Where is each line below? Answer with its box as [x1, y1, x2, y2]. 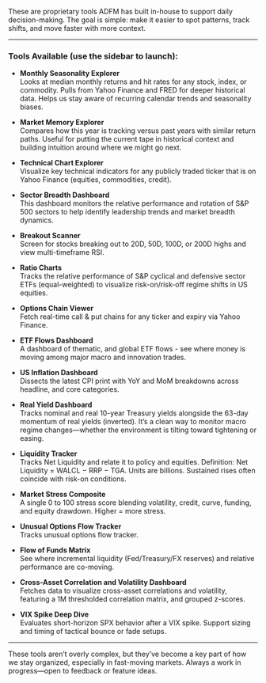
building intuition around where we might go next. [19, 142, 182, 153]
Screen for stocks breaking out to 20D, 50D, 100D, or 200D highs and [19, 239, 247, 249]
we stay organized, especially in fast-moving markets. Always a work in [8, 658, 241, 667]
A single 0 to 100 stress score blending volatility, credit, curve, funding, [19, 498, 252, 507]
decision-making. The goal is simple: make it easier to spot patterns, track [8, 15, 250, 25]
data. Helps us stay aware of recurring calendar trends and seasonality [19, 94, 252, 104]
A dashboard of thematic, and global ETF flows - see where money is [19, 344, 246, 354]
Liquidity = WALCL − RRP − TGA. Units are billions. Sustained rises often [19, 466, 256, 476]
